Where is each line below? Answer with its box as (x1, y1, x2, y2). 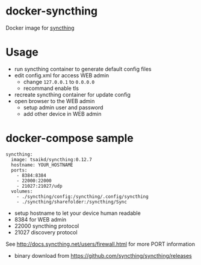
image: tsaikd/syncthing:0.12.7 (11, 156, 93, 162)
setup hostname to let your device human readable (14, 209, 141, 217)
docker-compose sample (5, 132, 134, 145)
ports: (11, 167, 28, 173)
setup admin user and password (23, 104, 104, 111)
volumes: (11, 188, 33, 194)
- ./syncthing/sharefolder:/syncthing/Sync (16, 199, 128, 205)
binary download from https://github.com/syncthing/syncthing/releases (14, 252, 192, 259)
